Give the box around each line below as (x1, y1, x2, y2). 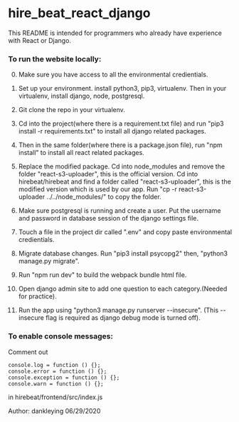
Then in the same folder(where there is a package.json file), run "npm (18, 141, 223, 149)
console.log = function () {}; (8, 361, 101, 368)
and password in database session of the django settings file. (18, 214, 198, 223)
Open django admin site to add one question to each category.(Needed (18, 284, 228, 293)
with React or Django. (8, 36, 72, 44)
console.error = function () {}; (8, 368, 107, 375)
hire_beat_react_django (8, 5, 151, 21)
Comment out (8, 348, 48, 356)
